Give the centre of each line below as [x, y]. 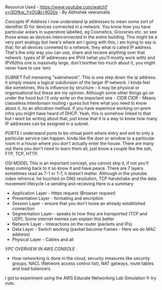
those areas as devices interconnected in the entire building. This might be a [81, 37]
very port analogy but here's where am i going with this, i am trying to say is [81, 42]
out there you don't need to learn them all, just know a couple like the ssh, [79, 148]
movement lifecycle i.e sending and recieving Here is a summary [69, 184]
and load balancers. [32, 268]
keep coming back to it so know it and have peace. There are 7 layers [74, 168]
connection [23, 209]
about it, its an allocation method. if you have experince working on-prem [78, 108]
